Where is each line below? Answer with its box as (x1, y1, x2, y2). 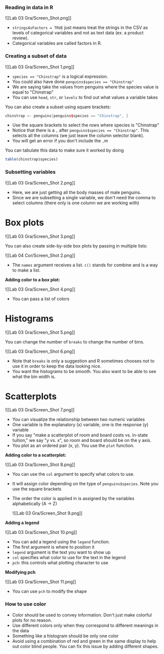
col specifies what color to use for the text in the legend (12, 555, 126, 561)
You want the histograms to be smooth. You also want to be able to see (12, 368, 156, 374)
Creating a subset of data (5, 53, 67, 60)
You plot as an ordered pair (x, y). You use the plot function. (12, 442, 135, 449)
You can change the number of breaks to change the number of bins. (5, 339, 145, 344)
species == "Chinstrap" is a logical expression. (12, 73, 108, 79)
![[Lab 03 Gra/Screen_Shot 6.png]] (5, 348, 75, 354)
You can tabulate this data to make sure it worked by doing (5, 147, 124, 154)
